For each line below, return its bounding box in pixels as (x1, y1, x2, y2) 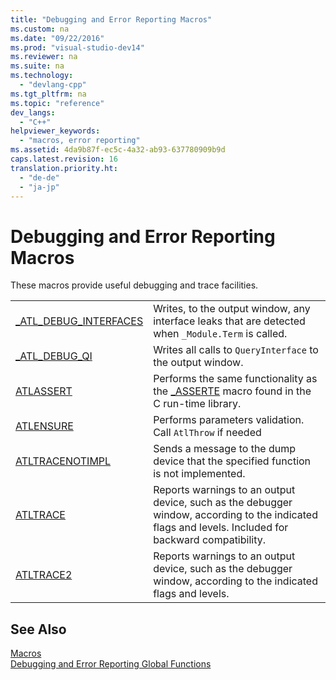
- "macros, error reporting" (19, 136, 141, 146)
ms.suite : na (10, 61, 65, 71)
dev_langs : (10, 107, 56, 118)
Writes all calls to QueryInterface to (153, 343, 319, 357)
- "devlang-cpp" (19, 80, 87, 90)
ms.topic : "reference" (10, 98, 105, 108)
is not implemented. (153, 467, 246, 481)
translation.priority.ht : (10, 163, 118, 173)
